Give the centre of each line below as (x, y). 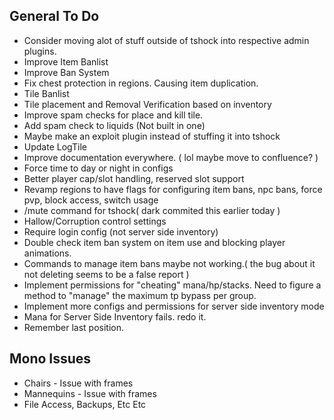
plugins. (40, 51)
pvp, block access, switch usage (91, 200)
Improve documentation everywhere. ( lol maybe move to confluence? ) (171, 157)
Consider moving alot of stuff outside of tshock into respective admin (166, 40)
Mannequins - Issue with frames (90, 393)
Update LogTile (55, 146)
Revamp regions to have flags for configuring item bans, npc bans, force (173, 189)
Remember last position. (73, 327)
